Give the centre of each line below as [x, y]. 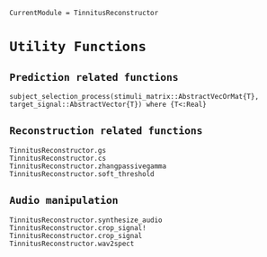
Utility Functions [78, 47]
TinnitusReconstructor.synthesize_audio [86, 220]
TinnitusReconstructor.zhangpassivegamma [88, 166]
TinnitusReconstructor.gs [58, 150]
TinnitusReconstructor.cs [58, 158]
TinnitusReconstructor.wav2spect [72, 244]
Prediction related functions [94, 77]
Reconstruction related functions [106, 131]
